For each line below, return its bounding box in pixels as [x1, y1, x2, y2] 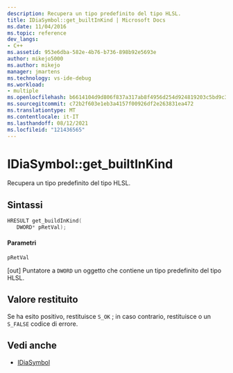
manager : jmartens [7, 68, 60, 75]
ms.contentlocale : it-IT [7, 113, 79, 120]
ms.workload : [7, 81, 45, 88]
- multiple [7, 87, 39, 94]
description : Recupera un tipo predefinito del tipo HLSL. [7, 10, 182, 17]
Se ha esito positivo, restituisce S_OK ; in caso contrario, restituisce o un [7, 312, 212, 320]
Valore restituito [7, 294, 78, 306]
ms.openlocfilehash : [7, 94, 67, 101]
